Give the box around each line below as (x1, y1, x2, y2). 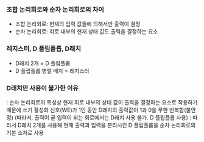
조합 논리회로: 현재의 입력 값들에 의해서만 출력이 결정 (15, 20, 141, 28)
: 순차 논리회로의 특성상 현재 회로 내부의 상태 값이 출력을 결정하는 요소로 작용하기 (6, 98, 198, 106)
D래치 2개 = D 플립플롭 (15, 59, 71, 67)
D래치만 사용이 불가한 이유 (6, 84, 79, 92)
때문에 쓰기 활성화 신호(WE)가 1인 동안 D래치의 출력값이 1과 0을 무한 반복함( (6, 106, 186, 113)
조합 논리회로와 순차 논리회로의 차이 (6, 5, 105, 13)
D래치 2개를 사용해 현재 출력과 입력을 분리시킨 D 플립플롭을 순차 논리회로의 (17, 121, 196, 129)
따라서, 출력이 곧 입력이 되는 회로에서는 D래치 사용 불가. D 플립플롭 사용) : (16, 113, 192, 121)
